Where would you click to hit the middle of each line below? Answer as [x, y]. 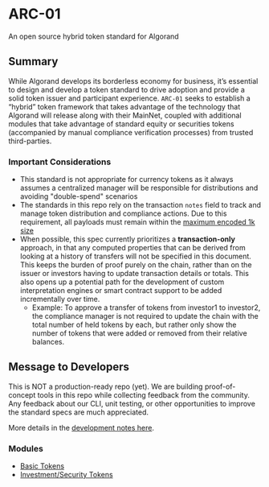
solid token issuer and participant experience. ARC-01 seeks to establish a [129, 98]
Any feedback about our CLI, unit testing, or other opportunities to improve [132, 403]
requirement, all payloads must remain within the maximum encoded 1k [137, 222]
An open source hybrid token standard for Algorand [94, 36]
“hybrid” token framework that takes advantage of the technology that [124, 106]
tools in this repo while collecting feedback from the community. [144, 394]
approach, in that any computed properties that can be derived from [133, 248]
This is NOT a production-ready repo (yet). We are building [106, 386]
